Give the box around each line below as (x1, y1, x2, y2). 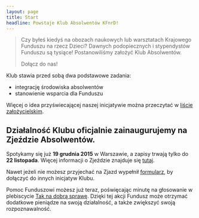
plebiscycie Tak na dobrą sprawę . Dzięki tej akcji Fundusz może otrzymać (6, 192, 188, 200)
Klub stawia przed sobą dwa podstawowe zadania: (6, 72, 131, 79)
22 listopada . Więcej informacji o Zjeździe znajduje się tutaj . (6, 156, 155, 164)
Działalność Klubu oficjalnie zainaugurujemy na (6, 125, 188, 135)
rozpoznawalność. (6, 205, 52, 213)
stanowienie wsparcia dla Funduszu (14, 90, 103, 97)
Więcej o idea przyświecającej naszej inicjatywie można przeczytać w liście (6, 102, 193, 109)
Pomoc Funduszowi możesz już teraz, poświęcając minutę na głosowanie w (6, 186, 193, 194)
